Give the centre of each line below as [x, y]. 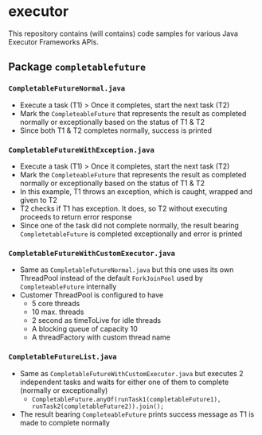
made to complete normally [65, 422]
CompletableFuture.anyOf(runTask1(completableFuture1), [126, 399]
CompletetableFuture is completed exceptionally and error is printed [131, 234]
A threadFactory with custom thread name [101, 337]
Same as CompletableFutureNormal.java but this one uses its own [127, 270]
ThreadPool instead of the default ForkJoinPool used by [111, 278]
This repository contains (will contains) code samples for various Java [123, 33]
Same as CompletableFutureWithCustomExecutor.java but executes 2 [131, 373]
